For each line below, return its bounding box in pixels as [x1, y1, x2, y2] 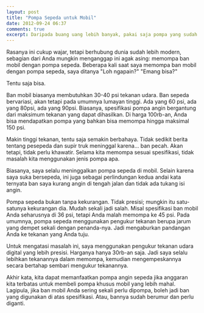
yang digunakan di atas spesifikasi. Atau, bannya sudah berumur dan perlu [6, 293, 194, 301]
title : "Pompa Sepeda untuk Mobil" [6, 15, 97, 21]
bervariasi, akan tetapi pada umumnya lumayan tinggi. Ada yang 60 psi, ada [6, 98, 197, 106]
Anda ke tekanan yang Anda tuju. [6, 231, 90, 238]
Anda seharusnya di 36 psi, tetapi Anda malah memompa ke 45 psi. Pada [6, 211, 190, 218]
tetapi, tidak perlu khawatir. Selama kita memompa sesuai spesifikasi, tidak [6, 149, 194, 156]
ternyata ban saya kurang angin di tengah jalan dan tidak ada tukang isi [6, 180, 185, 187]
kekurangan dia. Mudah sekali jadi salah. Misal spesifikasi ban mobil [27, 205, 199, 212]
